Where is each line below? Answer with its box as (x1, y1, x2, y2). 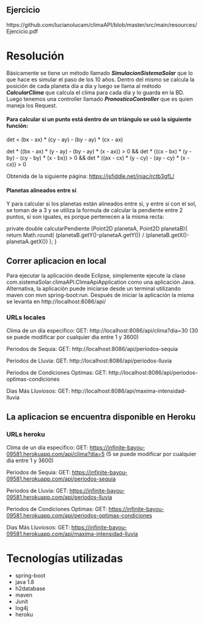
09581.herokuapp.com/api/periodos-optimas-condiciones (6, 512, 153, 519)
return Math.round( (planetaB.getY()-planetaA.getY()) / (6, 232, 145, 239)
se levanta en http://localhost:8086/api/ (6, 298, 106, 305)
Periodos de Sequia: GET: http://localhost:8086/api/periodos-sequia (6, 345, 178, 353)
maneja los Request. (6, 101, 57, 109)
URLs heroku (6, 430, 45, 438)
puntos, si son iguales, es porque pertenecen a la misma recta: (6, 213, 164, 221)
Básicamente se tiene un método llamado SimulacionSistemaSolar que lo (6, 69, 194, 76)
